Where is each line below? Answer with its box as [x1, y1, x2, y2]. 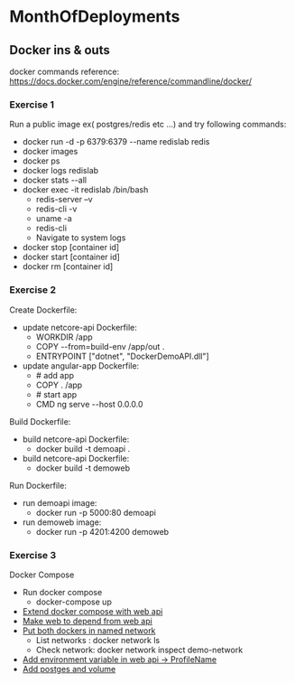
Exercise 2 [9, 284, 57, 296]
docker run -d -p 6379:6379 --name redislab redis [22, 136, 210, 147]
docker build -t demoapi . [35, 443, 131, 454]
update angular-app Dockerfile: [22, 360, 140, 371]
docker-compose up [35, 596, 113, 607]
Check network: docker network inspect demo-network [35, 644, 244, 655]
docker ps [22, 155, 60, 166]
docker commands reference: [9, 66, 120, 77]
